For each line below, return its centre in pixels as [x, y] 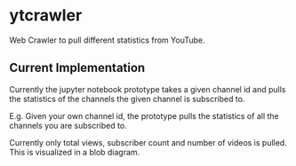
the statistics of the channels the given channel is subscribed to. [127, 99]
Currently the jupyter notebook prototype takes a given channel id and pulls [148, 89]
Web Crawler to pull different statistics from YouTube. [108, 40]
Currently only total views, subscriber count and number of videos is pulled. [148, 142]
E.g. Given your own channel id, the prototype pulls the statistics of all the [144, 115]
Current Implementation [77, 68]
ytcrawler [46, 16]
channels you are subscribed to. [68, 125]
